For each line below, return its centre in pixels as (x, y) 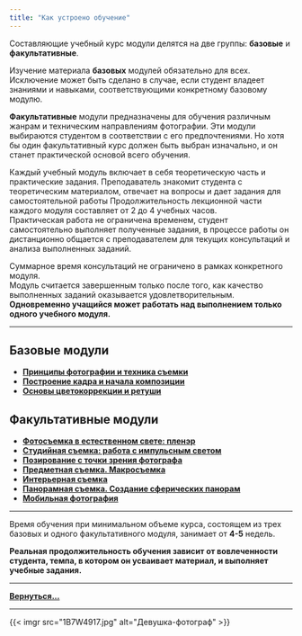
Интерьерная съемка (65, 479)
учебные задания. (46, 570)
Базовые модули (59, 350)
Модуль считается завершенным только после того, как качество (136, 285)
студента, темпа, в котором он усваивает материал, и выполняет (139, 561)
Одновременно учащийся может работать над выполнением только (146, 304)
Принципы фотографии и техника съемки (105, 372)
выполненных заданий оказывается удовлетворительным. (122, 294)
